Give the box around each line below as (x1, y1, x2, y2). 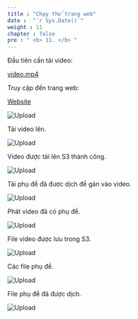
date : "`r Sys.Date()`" (7, 17, 84, 24)
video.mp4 (7, 70, 39, 79)
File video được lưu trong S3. (7, 235, 91, 243)
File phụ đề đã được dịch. (7, 290, 81, 298)
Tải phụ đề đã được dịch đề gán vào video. (7, 180, 132, 189)
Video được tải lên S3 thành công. (7, 152, 106, 161)
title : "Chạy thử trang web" (7, 10, 97, 18)
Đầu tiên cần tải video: (7, 56, 73, 65)
